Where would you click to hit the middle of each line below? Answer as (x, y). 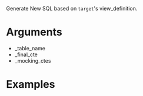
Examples (31, 85)
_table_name (30, 48)
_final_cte (26, 54)
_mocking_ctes (33, 60)
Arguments (34, 32)
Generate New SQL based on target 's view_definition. (72, 8)
